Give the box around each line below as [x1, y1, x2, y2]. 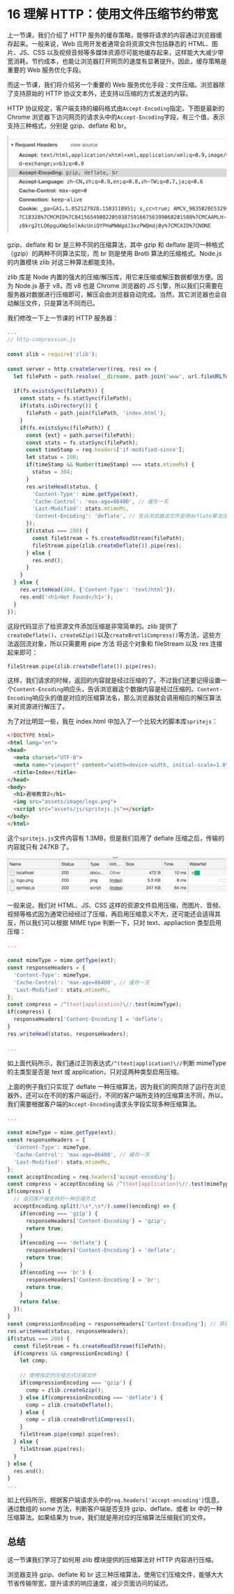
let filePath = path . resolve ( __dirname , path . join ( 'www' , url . [13, 373, 201, 380]
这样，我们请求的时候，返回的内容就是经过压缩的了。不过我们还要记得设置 [7, 676, 221, 684]
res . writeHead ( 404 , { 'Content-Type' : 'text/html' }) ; [19, 587, 176, 594]
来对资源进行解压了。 [7, 702, 68, 711]
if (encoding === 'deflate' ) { [19, 1240, 108, 1247]
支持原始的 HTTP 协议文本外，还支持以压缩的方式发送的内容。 [13, 89, 192, 98]
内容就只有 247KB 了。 [7, 842, 73, 851]
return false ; [19, 1298, 61, 1305]
